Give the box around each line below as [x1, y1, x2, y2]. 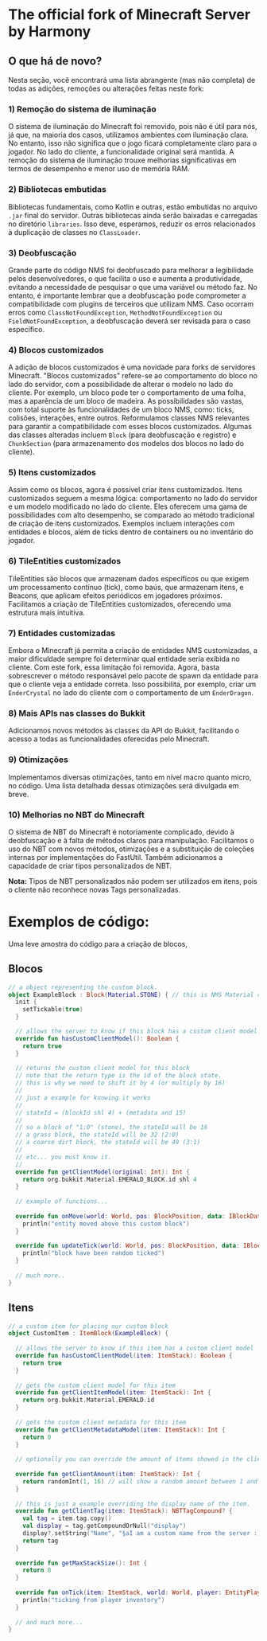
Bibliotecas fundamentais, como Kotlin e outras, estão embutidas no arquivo [8, 201, 258, 212]
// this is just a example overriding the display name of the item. [15, 1499, 250, 1508]
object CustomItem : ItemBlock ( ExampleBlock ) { [8, 1330, 169, 1338]
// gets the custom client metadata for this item [15, 1418, 187, 1426]
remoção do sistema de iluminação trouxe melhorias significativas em [8, 155, 237, 165]
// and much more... [15, 1618, 83, 1626]
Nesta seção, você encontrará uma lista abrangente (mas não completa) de [8, 76, 256, 84]
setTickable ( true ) [22, 1006, 83, 1014]
